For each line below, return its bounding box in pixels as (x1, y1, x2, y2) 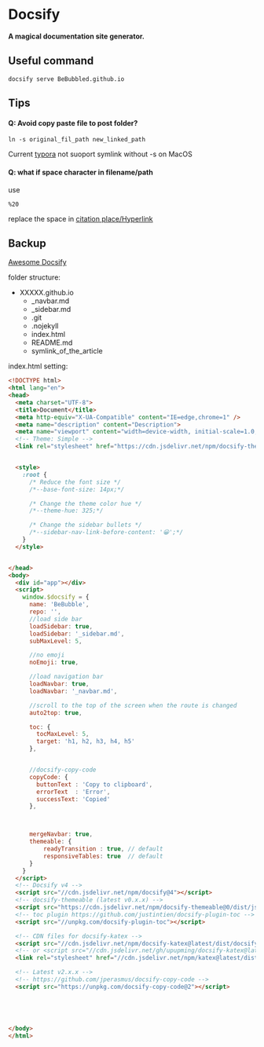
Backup (8, 236, 46, 250)
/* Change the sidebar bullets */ (28, 521, 143, 529)
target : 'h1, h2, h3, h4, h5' (36, 738, 135, 745)
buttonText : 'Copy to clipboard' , (36, 780, 153, 789)
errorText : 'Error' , (36, 788, 111, 796)
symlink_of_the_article (31, 346, 104, 356)
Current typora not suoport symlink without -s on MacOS (8, 149, 192, 159)
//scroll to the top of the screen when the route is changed (28, 701, 237, 709)
